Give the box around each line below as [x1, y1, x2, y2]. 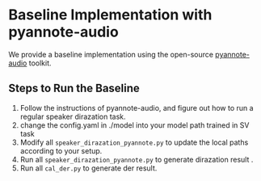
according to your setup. [19, 145, 103, 155]
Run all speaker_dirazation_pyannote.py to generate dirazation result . [19, 154, 254, 164]
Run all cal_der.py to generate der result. [19, 163, 158, 173]
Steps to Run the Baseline [8, 82, 140, 95]
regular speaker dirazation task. [19, 112, 127, 121]
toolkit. [28, 58, 52, 68]
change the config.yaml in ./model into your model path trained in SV [19, 120, 250, 130]
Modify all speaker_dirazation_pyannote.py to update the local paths [19, 137, 249, 147]
